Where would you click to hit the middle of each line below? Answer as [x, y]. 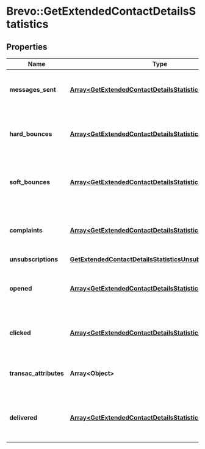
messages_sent [33, 90]
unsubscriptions [34, 259]
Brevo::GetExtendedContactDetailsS [101, 11]
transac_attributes [37, 373]
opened [21, 288]
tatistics [27, 24]
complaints [26, 230]
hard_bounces [31, 134]
